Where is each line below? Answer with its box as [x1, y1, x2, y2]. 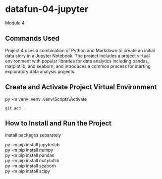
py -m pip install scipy [5, 168, 51, 174]
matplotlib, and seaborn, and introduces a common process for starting [5, 63, 151, 69]
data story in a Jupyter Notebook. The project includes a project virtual [5, 53, 150, 59]
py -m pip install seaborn [5, 163, 56, 169]
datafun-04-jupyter [5, 3, 89, 15]
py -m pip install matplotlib [5, 158, 59, 164]
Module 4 [5, 20, 25, 26]
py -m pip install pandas [5, 152, 54, 158]
